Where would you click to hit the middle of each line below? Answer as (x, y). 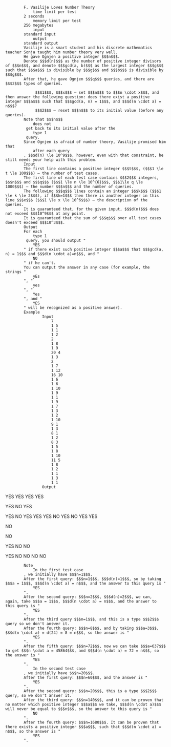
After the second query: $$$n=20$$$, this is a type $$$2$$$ (90, 691)
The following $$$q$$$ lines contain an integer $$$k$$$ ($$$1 (92, 191)
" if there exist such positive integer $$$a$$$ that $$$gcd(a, (94, 250)
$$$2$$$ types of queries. (34, 84)
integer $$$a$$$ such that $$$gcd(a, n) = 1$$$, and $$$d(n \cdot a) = (83, 101)
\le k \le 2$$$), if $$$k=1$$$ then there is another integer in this (82, 196)
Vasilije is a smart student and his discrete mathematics (88, 48)
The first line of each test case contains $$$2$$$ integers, (91, 178)
